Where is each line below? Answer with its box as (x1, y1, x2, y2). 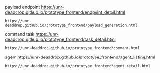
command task (5, 31, 35, 37)
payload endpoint (5, 4, 40, 10)
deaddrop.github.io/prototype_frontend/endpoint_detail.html (5, 9, 125, 15)
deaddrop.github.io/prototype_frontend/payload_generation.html (5, 23, 138, 28)
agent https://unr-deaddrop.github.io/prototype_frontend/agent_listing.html (5, 54, 156, 60)
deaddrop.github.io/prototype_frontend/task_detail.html (5, 36, 116, 42)
